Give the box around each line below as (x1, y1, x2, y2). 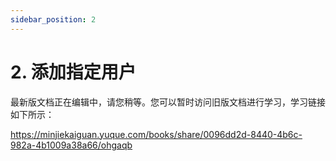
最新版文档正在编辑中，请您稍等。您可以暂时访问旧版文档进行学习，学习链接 (10, 96, 326, 108)
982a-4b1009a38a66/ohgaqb (10, 139, 133, 151)
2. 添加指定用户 (10, 61, 137, 83)
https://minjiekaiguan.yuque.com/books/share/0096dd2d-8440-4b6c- (10, 128, 303, 140)
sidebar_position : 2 (10, 14, 97, 25)
